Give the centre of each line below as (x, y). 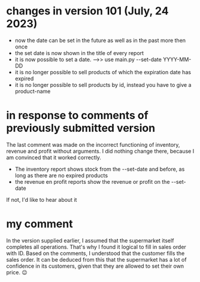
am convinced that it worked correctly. (54, 157)
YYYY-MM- (177, 59)
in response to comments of (77, 116)
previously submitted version (81, 128)
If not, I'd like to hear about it (42, 199)
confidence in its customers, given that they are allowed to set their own (95, 266)
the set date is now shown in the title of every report (79, 53)
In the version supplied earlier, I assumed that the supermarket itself (90, 240)
